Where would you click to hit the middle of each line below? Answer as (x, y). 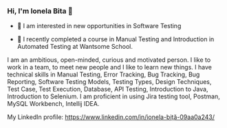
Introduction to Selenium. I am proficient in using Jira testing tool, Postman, (113, 96)
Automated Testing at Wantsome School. (75, 47)
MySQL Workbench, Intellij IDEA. (53, 104)
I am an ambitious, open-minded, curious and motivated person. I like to (109, 60)
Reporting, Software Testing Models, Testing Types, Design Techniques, (109, 82)
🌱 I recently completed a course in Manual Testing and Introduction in (116, 39)
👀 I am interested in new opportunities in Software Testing (99, 26)
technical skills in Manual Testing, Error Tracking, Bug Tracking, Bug (104, 74)
